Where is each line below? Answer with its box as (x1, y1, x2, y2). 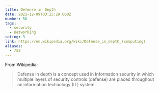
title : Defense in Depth (5, 7, 56, 12)
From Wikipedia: (5, 62, 38, 68)
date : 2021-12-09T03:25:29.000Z (5, 12, 71, 17)
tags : (5, 21, 16, 26)
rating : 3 (5, 35, 26, 40)
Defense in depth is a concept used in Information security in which (17, 71, 154, 77)
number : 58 (5, 16, 27, 21)
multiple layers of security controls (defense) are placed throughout (17, 76, 155, 82)
